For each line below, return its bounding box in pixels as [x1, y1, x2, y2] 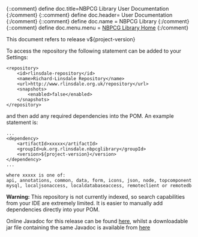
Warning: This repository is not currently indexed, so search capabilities [6, 193, 185, 200]
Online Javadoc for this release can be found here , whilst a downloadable [6, 218, 188, 224]
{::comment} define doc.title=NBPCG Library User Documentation [6, 5, 169, 12]
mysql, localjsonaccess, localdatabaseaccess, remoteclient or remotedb [6, 183, 192, 189]
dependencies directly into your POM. [6, 206, 100, 213]
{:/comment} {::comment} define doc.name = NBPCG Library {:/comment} [6, 18, 190, 25]
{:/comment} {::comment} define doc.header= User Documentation [6, 11, 173, 19]
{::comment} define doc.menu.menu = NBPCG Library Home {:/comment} [6, 24, 189, 31]
